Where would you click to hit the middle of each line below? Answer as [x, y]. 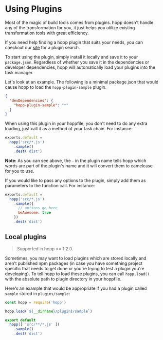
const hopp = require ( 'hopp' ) [36, 302]
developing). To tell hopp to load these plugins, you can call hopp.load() [77, 274]
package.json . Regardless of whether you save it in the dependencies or [77, 62]
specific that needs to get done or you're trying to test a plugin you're [75, 268]
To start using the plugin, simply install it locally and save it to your [72, 57]
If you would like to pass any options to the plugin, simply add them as [75, 180]
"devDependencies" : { [31, 100]
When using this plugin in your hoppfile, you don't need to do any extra [76, 123]
